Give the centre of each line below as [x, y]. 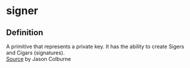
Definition [24, 33]
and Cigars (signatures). [35, 53]
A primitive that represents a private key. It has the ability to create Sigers [95, 46]
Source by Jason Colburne [39, 59]
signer [22, 11]
